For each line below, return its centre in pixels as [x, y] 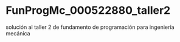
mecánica [18, 33]
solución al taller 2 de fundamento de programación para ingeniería [90, 27]
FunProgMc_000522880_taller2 [88, 10]
